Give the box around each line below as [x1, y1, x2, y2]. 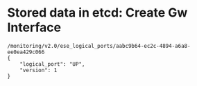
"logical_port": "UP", [19, 60, 85, 67]
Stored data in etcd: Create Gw [7, 5, 188, 21]
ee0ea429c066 [7, 49, 45, 55]
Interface [7, 19, 61, 35]
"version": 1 [19, 67, 58, 74]
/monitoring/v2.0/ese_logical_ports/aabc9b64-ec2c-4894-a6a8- [7, 42, 191, 49]
